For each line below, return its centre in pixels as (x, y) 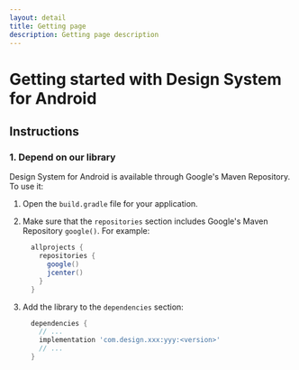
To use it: (27, 187)
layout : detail (38, 18)
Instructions (44, 131)
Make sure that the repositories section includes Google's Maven (145, 221)
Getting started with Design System (145, 79)
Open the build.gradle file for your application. (110, 204)
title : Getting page (48, 26)
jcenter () (65, 273)
